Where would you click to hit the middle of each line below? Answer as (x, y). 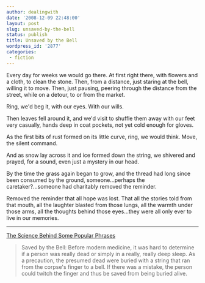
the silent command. (32, 143)
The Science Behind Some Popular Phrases (61, 235)
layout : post (23, 23)
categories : (21, 52)
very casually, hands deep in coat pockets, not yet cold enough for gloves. (100, 125)
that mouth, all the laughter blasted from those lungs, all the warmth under (100, 205)
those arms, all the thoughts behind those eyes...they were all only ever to (99, 211)
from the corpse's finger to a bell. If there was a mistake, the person (107, 266)
